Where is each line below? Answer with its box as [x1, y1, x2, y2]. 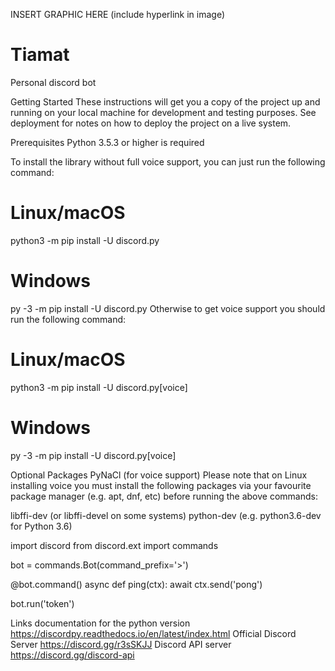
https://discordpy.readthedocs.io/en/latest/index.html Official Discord [10, 627, 297, 639]
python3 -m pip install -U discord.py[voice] [10, 381, 188, 393]
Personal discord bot [10, 76, 97, 88]
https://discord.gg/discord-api [10, 649, 135, 661]
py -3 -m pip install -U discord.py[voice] [10, 449, 177, 461]
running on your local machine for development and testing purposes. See [10, 106, 317, 118]
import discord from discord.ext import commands [10, 539, 219, 551]
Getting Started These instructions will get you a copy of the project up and [10, 95, 321, 108]
